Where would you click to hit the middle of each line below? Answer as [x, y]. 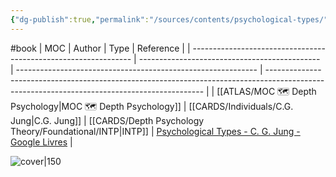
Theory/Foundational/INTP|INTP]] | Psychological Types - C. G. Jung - [155, 131]
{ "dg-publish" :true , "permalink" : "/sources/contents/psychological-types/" [169, 19]
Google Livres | [41, 142]
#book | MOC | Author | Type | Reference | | [100, 48]
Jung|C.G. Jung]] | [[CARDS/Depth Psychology [107, 120]
